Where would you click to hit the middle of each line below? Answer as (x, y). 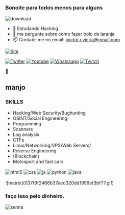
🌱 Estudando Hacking (35, 29)
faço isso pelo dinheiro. (35, 196)
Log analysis (26, 135)
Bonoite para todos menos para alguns (54, 8)
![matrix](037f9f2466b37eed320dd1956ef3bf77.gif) (59, 183)
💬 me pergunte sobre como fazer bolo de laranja (64, 34)
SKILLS (15, 102)
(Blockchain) (26, 156)
